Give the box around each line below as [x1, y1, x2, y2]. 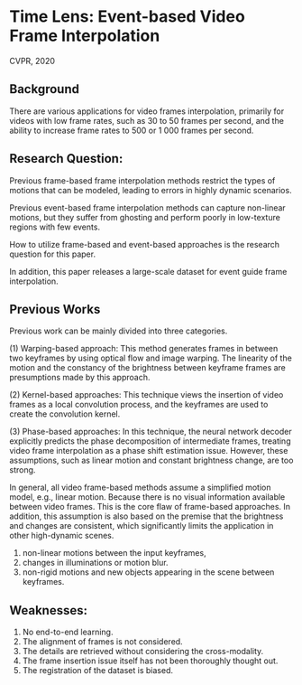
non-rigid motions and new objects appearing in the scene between [22, 567, 275, 577]
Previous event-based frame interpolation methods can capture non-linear [9, 202, 286, 213]
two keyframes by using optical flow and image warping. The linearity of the [9, 352, 293, 363]
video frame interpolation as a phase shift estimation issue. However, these [9, 446, 288, 456]
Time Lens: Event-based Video [9, 6, 245, 27]
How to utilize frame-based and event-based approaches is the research [9, 239, 280, 249]
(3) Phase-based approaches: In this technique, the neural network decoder [9, 427, 292, 437]
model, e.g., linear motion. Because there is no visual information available [9, 492, 286, 502]
